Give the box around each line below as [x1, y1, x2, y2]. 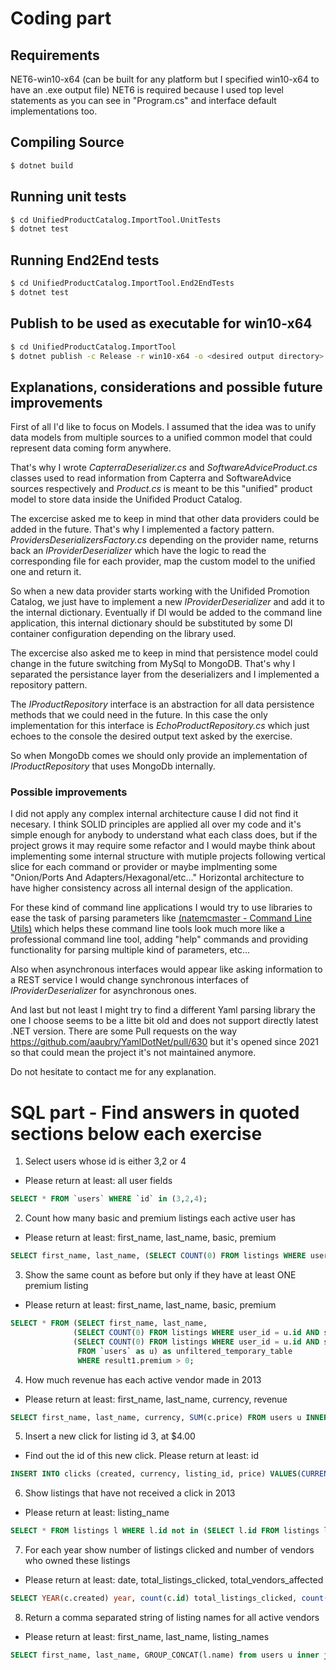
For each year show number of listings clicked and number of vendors [24, 1544, 315, 1556]
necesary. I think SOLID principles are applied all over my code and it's [10, 818, 302, 831]
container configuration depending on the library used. [10, 628, 237, 640]
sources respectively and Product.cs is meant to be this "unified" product [10, 483, 313, 495]
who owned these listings [24, 1555, 131, 1567]
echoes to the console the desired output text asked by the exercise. [10, 730, 293, 742]
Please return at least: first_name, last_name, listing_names [24, 1631, 270, 1643]
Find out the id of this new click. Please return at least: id [24, 1450, 259, 1462]
